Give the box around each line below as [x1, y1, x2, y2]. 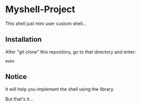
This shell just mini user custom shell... [5, 20, 87, 26]
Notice [5, 72, 27, 81]
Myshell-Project [5, 4, 76, 15]
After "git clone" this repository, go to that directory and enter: [5, 48, 136, 55]
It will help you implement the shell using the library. [5, 86, 115, 92]
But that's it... [5, 96, 33, 102]
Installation [5, 35, 42, 44]
